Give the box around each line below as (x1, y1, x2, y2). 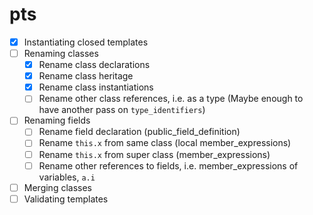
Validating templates (23, 193, 109, 205)
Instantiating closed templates (23, 36, 149, 48)
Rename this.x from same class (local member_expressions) (38, 137, 292, 149)
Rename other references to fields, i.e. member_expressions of (38, 159, 299, 172)
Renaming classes (23, 48, 99, 59)
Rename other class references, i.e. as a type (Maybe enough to (38, 93, 304, 105)
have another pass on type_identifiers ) (38, 104, 206, 116)
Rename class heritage (38, 70, 134, 82)
